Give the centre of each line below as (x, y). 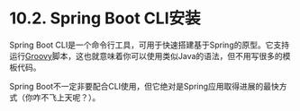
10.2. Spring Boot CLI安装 (105, 18)
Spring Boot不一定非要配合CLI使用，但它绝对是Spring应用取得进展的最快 (144, 86)
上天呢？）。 (78, 97)
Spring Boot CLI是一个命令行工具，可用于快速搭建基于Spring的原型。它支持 (150, 45)
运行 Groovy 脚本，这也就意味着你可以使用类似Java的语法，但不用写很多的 (146, 55)
